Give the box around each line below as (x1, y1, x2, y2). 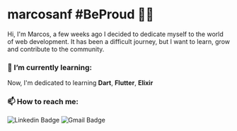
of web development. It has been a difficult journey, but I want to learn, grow (7, 37, 231, 45)
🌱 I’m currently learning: (7, 62, 92, 72)
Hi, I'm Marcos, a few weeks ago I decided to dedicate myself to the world (7, 30, 224, 38)
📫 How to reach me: (7, 97, 79, 107)
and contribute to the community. (7, 45, 105, 53)
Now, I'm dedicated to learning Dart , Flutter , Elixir (7, 79, 154, 87)
